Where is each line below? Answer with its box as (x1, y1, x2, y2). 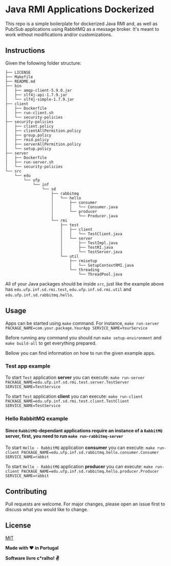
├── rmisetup (69, 258, 97, 264)
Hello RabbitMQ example (5, 415, 68, 422)
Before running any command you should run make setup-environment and (5, 334, 162, 340)
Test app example (5, 362, 51, 370)
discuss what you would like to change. (5, 506, 89, 512)
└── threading (69, 267, 100, 272)
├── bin (5, 83, 22, 88)
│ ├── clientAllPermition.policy (5, 128, 81, 133)
